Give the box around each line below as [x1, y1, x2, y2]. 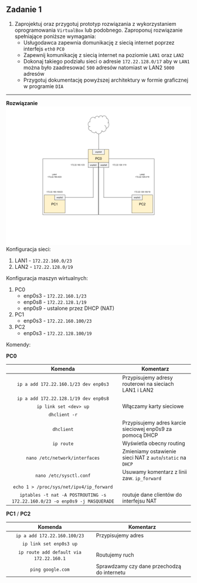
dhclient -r [48, 412, 78, 418]
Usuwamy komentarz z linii [122, 469, 188, 476]
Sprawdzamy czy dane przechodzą [96, 562, 182, 569]
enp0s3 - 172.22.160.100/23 [23, 317, 92, 324]
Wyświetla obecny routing [122, 440, 186, 447]
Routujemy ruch [96, 551, 134, 558]
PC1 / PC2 [6, 510, 31, 517]
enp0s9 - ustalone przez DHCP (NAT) [23, 305, 115, 312]
